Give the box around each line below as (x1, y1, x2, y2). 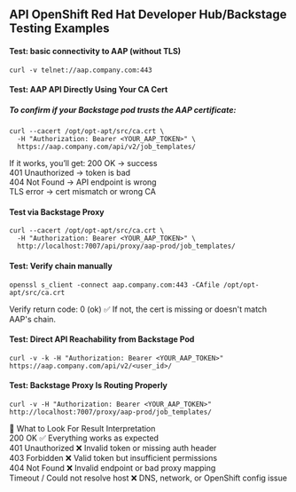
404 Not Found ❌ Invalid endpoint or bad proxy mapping (9, 462, 216, 473)
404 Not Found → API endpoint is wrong (9, 177, 157, 187)
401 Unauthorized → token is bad (9, 168, 131, 179)
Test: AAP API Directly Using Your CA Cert (9, 84, 168, 95)
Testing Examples (9, 21, 110, 36)
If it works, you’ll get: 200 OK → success (9, 158, 158, 169)
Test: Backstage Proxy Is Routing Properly (9, 380, 168, 391)
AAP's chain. (9, 313, 56, 324)
